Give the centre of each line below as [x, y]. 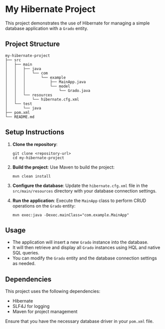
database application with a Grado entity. [47, 28]
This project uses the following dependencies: [53, 291]
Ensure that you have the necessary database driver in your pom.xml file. [79, 321]
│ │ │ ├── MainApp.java [45, 82]
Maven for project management [45, 311]
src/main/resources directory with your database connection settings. [84, 190]
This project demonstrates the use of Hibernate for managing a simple [77, 23]
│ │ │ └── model [38, 86]
